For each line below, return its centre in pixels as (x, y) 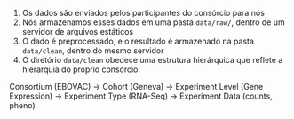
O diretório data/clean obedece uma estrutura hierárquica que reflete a (152, 60)
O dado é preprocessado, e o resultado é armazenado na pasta (138, 41)
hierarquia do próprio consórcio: (81, 69)
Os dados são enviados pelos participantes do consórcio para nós (143, 13)
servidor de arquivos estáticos (78, 32)
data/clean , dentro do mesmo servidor (93, 51)
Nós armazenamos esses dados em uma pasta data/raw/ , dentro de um (154, 22)
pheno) (22, 105)
